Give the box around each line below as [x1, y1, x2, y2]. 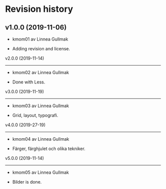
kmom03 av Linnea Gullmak [12, 103, 69, 109]
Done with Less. [12, 79, 45, 85]
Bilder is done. [12, 179, 42, 185]
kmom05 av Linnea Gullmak [12, 169, 69, 175]
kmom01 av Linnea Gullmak [12, 36, 68, 42]
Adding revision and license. [12, 46, 70, 51]
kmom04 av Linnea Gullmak [12, 136, 69, 142]
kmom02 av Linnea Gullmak [12, 70, 69, 75]
